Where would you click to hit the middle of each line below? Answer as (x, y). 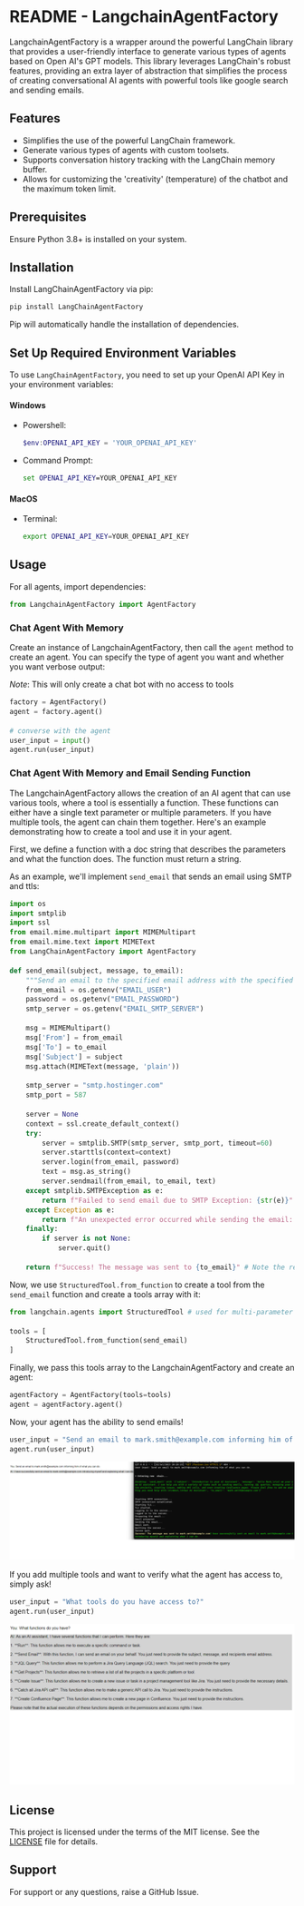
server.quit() (84, 1248)
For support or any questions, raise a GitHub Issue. (104, 1891)
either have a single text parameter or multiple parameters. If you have (140, 812)
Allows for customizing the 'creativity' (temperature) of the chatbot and (155, 179)
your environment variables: (62, 385)
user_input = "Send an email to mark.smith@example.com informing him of (152, 1440)
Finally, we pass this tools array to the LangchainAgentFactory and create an (152, 1368)
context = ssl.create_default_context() (103, 1124)
